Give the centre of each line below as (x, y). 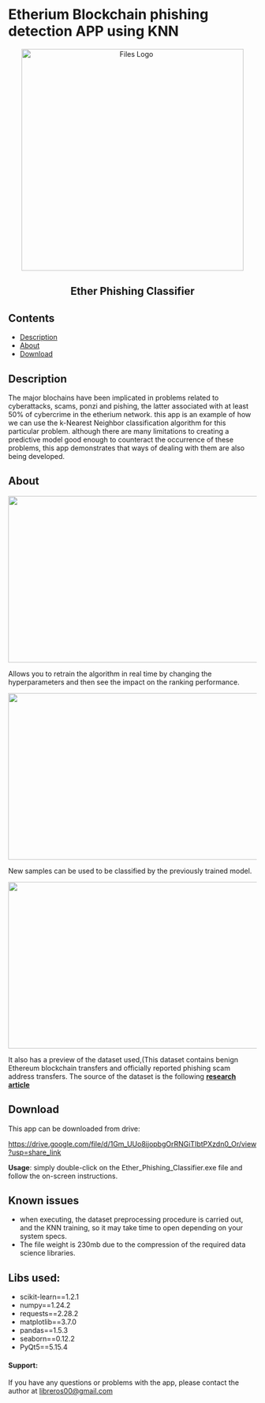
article (19, 1084)
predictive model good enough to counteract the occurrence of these (121, 439)
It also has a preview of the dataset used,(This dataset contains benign (123, 1059)
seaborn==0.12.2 (47, 1339)
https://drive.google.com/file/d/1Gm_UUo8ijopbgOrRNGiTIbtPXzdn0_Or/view (132, 1144)
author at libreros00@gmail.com (60, 1391)
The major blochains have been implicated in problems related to (114, 397)
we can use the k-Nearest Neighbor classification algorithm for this (117, 423)
